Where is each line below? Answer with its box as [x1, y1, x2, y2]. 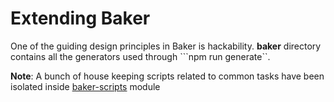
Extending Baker [10, 7, 151, 30]
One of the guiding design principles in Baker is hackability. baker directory [10, 40, 322, 52]
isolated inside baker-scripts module [10, 80, 161, 92]
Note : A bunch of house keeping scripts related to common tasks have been [10, 70, 325, 82]
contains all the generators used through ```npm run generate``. [10, 50, 271, 62]
